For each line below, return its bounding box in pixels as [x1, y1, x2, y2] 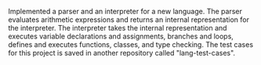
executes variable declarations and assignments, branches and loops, [8, 31, 234, 41]
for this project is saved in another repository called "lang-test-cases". [8, 49, 236, 57]
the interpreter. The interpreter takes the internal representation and [8, 23, 227, 32]
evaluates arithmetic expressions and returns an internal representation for [8, 15, 249, 24]
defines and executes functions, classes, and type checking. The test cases [8, 40, 253, 49]
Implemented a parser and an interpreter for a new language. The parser [8, 7, 243, 16]
